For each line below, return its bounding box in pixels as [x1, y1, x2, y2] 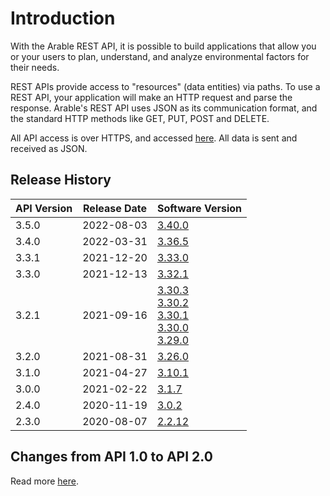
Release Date [83, 201, 148, 215]
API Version [15, 201, 73, 215]
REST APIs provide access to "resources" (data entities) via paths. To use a [10, 80, 321, 92]
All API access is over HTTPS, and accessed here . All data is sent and [10, 132, 298, 144]
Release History [10, 172, 112, 189]
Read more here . [10, 475, 79, 487]
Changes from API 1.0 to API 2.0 [10, 448, 213, 466]
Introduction [10, 7, 116, 30]
